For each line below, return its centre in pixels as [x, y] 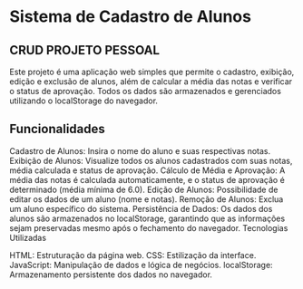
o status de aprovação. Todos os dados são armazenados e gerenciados [145, 91]
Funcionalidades [58, 129]
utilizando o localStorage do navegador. [84, 101]
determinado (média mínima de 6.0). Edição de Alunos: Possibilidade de [144, 189]
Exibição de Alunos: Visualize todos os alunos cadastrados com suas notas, [151, 160]
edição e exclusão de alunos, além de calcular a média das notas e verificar [151, 82]
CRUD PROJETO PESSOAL [85, 50]
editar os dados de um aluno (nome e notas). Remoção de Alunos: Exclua [147, 199]
